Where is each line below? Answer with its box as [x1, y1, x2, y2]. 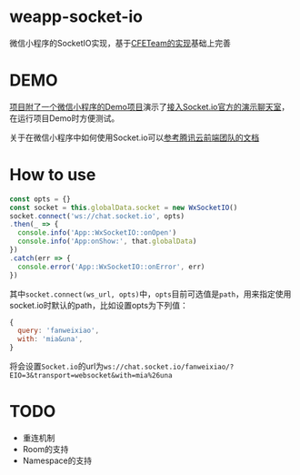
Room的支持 [22, 444, 69, 454]
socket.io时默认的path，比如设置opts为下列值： [9, 299, 188, 310]
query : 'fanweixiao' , [17, 326, 100, 336]
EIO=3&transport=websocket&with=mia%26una [9, 371, 173, 380]
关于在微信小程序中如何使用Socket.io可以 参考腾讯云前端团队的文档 [9, 132, 260, 143]
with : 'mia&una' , [17, 335, 84, 344]
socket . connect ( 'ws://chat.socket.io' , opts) [9, 211, 185, 220]
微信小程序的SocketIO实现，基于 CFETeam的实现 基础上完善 [9, 37, 232, 48]
